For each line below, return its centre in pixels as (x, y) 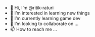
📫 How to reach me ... (33, 29)
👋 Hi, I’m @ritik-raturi (32, 8)
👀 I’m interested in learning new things (50, 13)
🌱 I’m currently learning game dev (45, 18)
